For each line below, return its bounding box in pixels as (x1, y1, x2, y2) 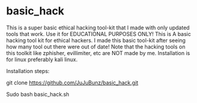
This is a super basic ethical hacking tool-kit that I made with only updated (6, 24, 190, 31)
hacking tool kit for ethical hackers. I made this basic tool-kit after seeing (6, 37, 186, 44)
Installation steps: (6, 67, 50, 74)
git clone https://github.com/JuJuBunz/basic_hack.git (6, 79, 139, 86)
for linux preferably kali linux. (6, 56, 78, 63)
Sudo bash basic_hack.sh (6, 90, 70, 98)
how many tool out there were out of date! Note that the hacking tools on (6, 43, 186, 50)
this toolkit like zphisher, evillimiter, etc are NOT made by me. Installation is (6, 49, 190, 56)
